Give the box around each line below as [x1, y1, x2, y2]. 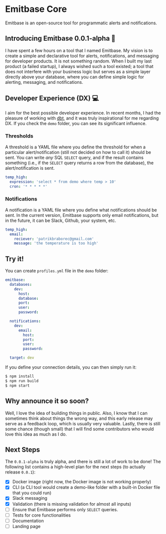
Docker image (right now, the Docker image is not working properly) [12, 479, 152, 485]
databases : [9, 282, 32, 287]
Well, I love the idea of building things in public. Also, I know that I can [5, 410, 148, 416]
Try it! [5, 255, 24, 263]
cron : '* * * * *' [9, 184, 48, 189]
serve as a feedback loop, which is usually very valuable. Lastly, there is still [5, 420, 161, 426]
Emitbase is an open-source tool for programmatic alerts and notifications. [5, 20, 158, 26]
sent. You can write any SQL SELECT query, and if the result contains [5, 154, 144, 160]
